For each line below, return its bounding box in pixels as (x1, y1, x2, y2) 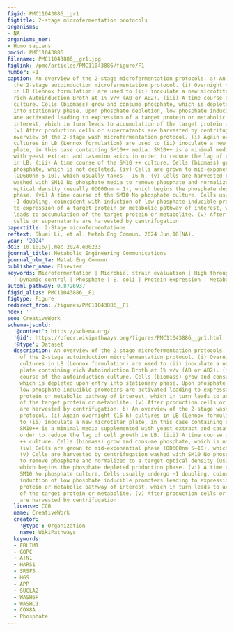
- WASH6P (13, 593, 39, 600)
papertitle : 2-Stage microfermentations (7, 224, 127, 231)
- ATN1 (13, 555, 33, 562)
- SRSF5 (13, 568, 36, 575)
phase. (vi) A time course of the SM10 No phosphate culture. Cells (13, 192, 217, 199)
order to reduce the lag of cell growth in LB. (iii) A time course (19, 432, 223, 439)
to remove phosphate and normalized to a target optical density (19, 457, 214, 464)
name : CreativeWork (13, 510, 70, 517)
